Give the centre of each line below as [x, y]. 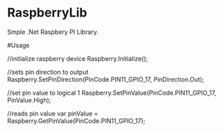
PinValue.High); [29, 100]
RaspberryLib [47, 13]
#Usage [18, 45]
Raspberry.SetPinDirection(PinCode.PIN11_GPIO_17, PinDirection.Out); [106, 79]
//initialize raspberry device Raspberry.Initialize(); [77, 58]
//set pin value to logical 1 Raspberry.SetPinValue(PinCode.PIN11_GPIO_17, [112, 93]
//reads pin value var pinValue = [53, 113]
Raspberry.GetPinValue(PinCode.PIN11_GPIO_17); [76, 121]
